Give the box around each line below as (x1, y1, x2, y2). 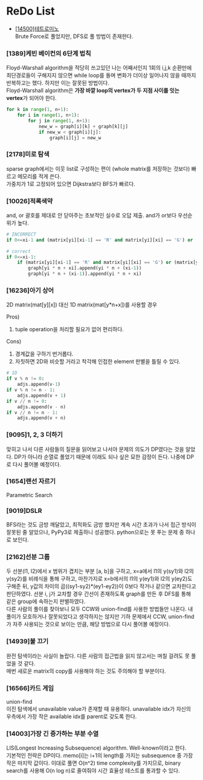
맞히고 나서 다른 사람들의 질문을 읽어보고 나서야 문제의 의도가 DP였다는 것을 (6, 445, 184, 452)
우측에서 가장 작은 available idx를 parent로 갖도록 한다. (6, 713, 137, 720)
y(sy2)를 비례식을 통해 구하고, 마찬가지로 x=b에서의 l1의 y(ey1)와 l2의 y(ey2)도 (6, 575, 193, 583)
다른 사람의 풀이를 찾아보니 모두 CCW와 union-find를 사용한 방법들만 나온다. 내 (6, 606, 193, 613)
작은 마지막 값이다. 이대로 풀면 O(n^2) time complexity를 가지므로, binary (6, 759, 181, 767)
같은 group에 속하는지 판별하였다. (6, 598, 86, 605)
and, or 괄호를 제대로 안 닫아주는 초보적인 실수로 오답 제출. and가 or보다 (6, 212, 177, 219)
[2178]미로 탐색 (6, 150, 50, 159)
